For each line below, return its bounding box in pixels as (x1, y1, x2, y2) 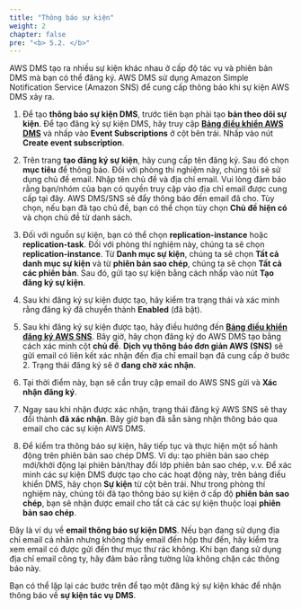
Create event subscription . (22, 137, 125, 148)
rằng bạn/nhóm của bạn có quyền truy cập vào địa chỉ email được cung (22, 183, 288, 194)
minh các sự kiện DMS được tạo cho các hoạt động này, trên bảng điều (22, 469, 286, 481)
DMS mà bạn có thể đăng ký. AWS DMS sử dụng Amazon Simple (9, 73, 249, 84)
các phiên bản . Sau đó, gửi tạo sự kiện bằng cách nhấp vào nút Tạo (22, 268, 274, 278)
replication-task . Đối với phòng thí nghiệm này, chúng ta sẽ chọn (22, 239, 265, 250)
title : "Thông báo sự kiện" (9, 13, 115, 22)
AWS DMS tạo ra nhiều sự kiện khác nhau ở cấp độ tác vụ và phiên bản (9, 63, 273, 74)
